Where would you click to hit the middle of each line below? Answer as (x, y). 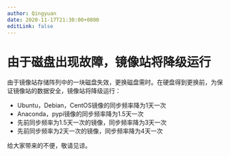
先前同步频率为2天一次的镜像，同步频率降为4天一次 (90, 131)
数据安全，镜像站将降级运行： (79, 91)
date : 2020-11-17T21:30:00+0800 (53, 20)
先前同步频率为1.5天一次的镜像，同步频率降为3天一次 (92, 122)
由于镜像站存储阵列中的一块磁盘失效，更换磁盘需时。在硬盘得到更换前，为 (112, 82)
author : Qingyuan (32, 13)
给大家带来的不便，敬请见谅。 (49, 146)
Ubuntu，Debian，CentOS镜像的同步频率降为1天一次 (91, 105)
